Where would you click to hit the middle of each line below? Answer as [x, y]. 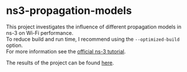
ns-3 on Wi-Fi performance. [40, 33]
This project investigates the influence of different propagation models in [94, 27]
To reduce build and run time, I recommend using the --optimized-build [93, 39]
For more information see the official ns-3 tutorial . [66, 51]
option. [15, 45]
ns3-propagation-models [69, 11]
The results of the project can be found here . [60, 63]
